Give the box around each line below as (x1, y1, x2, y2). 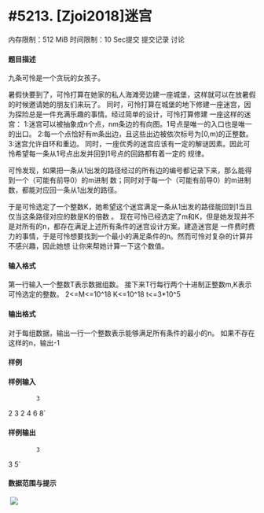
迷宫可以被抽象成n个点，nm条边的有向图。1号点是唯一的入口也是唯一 (28, 120, 253, 129)
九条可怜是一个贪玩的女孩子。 (8, 73, 104, 83)
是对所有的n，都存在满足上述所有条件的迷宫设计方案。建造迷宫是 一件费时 (8, 222, 249, 231)
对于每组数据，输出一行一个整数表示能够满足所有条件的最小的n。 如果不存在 (8, 328, 255, 338)
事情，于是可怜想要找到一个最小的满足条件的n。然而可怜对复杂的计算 (21, 231, 247, 241)
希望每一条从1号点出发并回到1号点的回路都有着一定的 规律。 (14, 149, 209, 158)
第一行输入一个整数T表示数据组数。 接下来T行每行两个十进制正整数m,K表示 (8, 280, 252, 290)
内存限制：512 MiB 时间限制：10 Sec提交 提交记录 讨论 (8, 35, 185, 44)
